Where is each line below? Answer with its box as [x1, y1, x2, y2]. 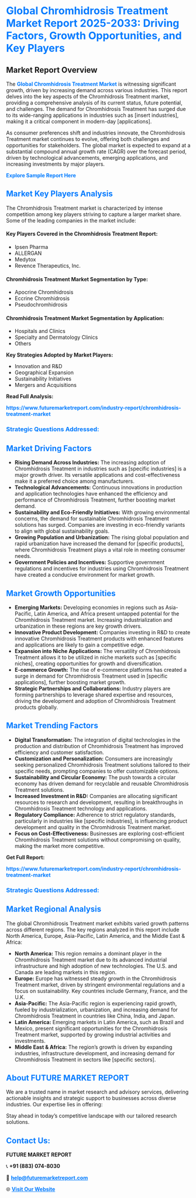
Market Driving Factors [6, 443, 92, 453]
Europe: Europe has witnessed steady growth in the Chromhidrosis [14, 975, 177, 982]
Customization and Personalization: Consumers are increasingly [14, 755, 173, 762]
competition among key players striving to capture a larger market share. [6, 210, 181, 218]
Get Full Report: [6, 853, 45, 861]
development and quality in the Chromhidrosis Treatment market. [14, 823, 171, 830]
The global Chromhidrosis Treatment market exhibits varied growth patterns [6, 920, 189, 927]
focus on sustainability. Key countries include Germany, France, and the [14, 987, 188, 994]
